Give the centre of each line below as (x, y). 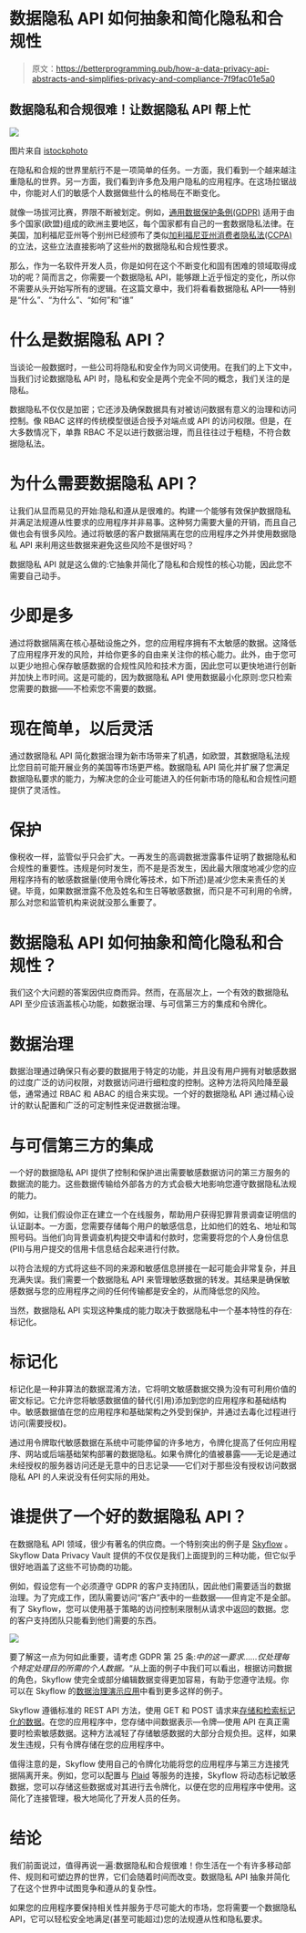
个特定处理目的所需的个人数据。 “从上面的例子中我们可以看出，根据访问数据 (151, 1669)
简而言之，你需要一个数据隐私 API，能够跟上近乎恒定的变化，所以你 (168, 277)
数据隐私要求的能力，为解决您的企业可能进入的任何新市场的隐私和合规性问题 (153, 778)
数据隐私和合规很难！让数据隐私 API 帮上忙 (130, 110)
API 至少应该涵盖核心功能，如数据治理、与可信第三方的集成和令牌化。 (141, 1004)
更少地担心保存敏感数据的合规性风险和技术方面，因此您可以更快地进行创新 (157, 666)
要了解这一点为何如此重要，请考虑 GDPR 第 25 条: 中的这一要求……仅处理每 (149, 1657)
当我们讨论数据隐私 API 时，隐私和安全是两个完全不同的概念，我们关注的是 (150, 378)
